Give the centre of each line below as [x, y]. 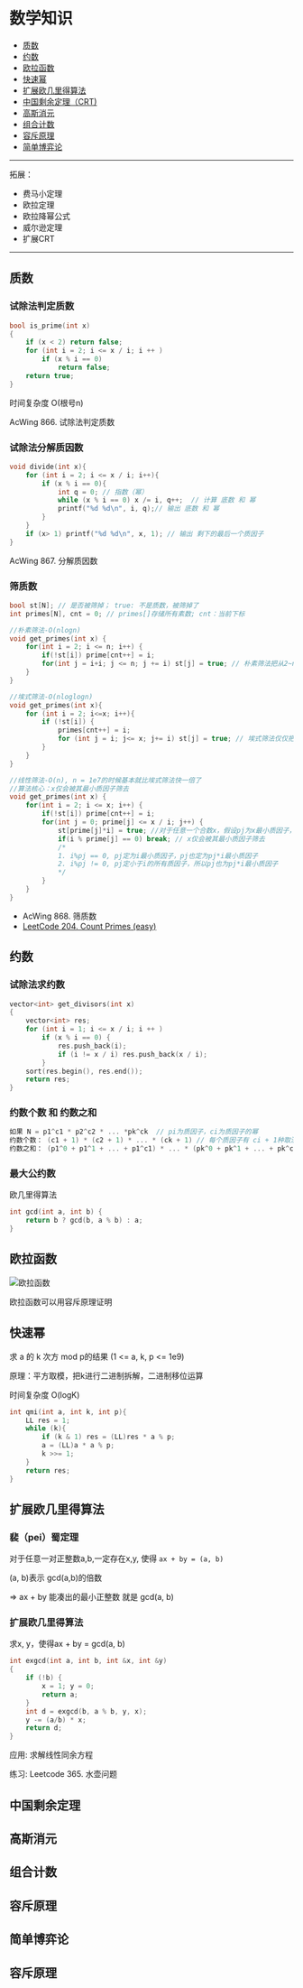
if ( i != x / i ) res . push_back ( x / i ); [132, 1054]
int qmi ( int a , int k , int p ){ [68, 1412]
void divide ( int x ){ [48, 467]
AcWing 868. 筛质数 [60, 916]
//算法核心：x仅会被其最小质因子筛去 [69, 789]
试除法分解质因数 [46, 448]
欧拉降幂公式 [46, 216]
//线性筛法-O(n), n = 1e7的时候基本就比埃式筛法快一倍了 [106, 780]
